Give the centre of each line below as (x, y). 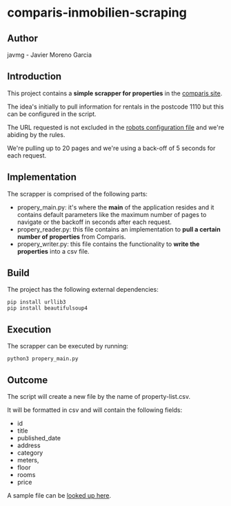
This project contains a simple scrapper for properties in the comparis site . (115, 93)
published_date (39, 438)
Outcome (28, 380)
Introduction (34, 76)
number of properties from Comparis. (71, 236)
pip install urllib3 (37, 302)
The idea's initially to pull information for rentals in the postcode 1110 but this (115, 106)
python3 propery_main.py (43, 359)
